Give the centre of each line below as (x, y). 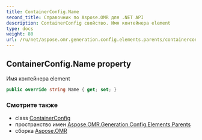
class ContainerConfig (43, 118)
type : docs (20, 29)
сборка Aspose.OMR (41, 130)
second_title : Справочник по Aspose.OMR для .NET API (75, 17)
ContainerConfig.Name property (69, 64)
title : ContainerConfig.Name (43, 12)
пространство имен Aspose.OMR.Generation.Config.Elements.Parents (103, 124)
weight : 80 (20, 34)
